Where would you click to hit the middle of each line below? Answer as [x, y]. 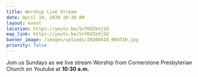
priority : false [26, 46]
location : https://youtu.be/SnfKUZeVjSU [58, 29]
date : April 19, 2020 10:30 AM [45, 17]
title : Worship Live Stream [42, 12]
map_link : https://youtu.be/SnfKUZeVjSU [58, 34]
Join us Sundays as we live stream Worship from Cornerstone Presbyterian [99, 62]
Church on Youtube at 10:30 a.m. [48, 69]
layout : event [24, 23]
